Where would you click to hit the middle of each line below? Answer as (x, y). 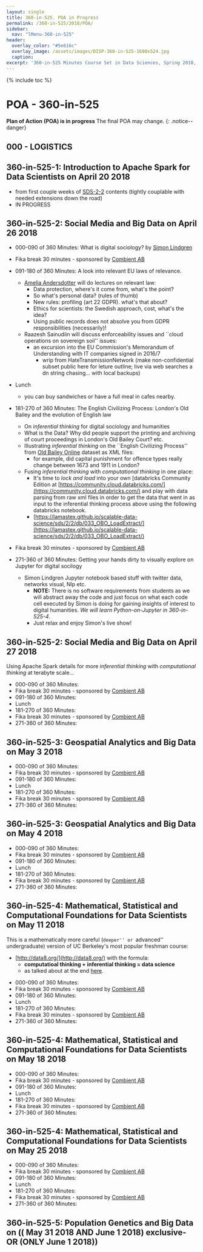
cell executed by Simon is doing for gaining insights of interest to (114, 604)
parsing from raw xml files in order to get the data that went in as (114, 498)
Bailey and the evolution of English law (63, 415)
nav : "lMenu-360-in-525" (43, 35)
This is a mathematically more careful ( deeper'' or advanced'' (85, 939)
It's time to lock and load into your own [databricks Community (112, 478)
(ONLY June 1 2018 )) (58, 1242)
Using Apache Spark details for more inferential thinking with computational (101, 666)
